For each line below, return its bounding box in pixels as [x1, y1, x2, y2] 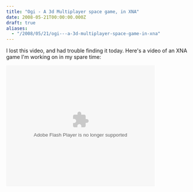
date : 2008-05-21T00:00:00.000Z [6, 14, 86, 20]
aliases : [6, 25, 28, 32]
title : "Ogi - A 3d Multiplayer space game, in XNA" [6, 8, 140, 15]
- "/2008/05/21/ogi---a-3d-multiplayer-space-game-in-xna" [11, 31, 161, 37]
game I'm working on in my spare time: [6, 53, 102, 61]
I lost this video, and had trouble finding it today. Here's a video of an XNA [6, 47, 188, 54]
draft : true [6, 20, 36, 26]
